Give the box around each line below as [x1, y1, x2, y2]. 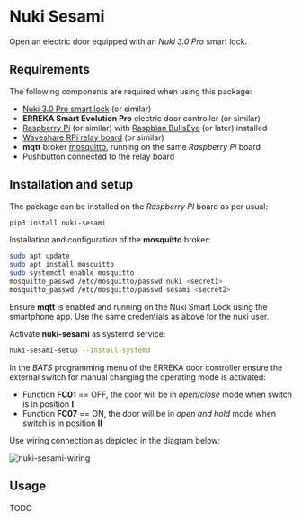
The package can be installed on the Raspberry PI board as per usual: [9, 200, 268, 212]
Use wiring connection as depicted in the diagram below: [9, 435, 221, 445]
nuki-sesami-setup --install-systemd [9, 346, 151, 355]
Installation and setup [9, 177, 134, 192]
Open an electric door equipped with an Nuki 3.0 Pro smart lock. [9, 36, 248, 47]
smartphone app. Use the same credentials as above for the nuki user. [9, 311, 270, 322]
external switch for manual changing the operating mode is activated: [9, 371, 267, 383]
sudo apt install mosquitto [9, 260, 115, 269]
